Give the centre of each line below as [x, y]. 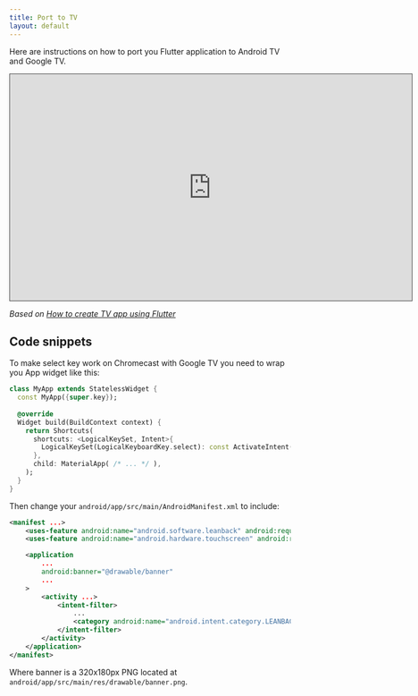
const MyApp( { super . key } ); [67, 398]
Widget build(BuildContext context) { [90, 422]
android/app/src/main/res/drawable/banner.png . [99, 682]
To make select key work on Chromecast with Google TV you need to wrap [147, 363]
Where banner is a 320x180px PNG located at [93, 672]
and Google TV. [38, 61]
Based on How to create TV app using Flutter [92, 313]
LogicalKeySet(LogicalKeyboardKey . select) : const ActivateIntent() [169, 447]
